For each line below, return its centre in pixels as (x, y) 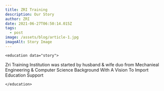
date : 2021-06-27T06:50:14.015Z (39, 23)
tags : (11, 28)
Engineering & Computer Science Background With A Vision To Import (77, 70)
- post (16, 33)
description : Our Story (30, 14)
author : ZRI (17, 19)
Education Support (24, 75)
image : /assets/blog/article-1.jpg (42, 38)
